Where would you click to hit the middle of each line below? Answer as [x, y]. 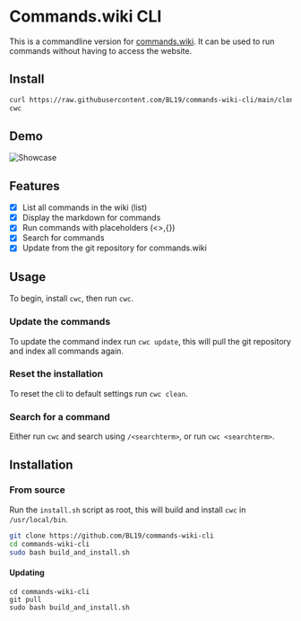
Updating [27, 573]
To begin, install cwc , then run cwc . [72, 299]
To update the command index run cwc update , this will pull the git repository [150, 341]
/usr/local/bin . [39, 519]
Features [34, 186]
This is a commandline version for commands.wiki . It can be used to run [142, 41]
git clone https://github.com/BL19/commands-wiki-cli [112, 536]
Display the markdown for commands [91, 218]
